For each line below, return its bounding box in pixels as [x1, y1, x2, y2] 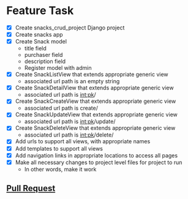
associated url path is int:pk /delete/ [24, 131, 114, 138]
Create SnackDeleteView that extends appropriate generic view [15, 124, 176, 132]
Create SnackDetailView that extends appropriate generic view [15, 84, 174, 92]
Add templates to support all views [15, 145, 103, 152]
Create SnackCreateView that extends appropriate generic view [15, 97, 176, 105]
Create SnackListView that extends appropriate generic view [15, 71, 168, 78]
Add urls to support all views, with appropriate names [15, 138, 151, 145]
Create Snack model [15, 38, 67, 45]
